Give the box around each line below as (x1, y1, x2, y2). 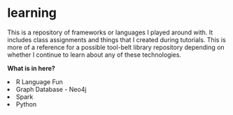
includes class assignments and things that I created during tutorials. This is (7, 35, 226, 43)
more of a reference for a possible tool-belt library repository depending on (7, 43, 225, 51)
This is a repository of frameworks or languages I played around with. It (7, 28, 213, 36)
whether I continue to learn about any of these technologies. (7, 50, 182, 59)
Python (16, 100, 37, 108)
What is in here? (7, 64, 56, 72)
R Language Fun (16, 77, 63, 86)
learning (7, 5, 57, 21)
